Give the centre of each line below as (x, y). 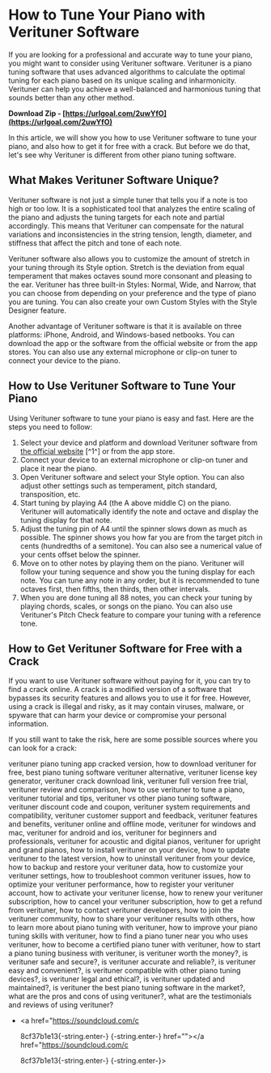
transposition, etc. (50, 494)
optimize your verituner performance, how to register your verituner (121, 884)
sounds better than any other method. (72, 97)
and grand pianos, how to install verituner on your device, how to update (129, 850)
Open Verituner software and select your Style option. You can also (132, 477)
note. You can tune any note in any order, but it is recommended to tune (140, 580)
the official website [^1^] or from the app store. (97, 451)
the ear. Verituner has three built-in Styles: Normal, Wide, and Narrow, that (132, 284)
